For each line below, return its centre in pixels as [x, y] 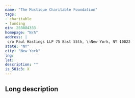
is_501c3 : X [17, 69]
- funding [15, 23]
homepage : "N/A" [22, 33]
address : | [16, 37]
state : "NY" [17, 46]
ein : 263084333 [21, 28]
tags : [11, 14]
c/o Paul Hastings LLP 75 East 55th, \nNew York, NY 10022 [69, 42]
